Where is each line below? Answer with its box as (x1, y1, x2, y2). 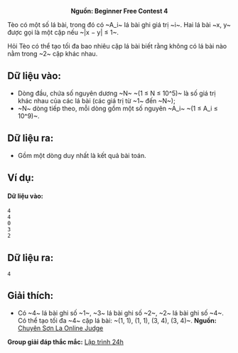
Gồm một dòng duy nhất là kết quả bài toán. (17, 151, 147, 159)
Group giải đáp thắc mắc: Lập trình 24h (7, 337, 124, 346)
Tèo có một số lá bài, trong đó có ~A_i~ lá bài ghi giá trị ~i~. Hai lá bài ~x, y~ (7, 21, 231, 28)
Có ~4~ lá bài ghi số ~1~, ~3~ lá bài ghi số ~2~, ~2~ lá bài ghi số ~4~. (17, 308, 224, 317)
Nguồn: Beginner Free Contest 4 (70, 7, 168, 15)
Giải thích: (7, 290, 54, 302)
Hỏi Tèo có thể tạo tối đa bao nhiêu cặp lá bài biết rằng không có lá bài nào (7, 42, 227, 50)
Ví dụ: (7, 172, 34, 184)
